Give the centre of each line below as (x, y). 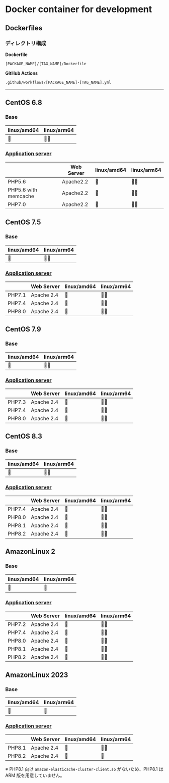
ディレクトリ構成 (26, 43)
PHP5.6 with (23, 189)
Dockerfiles (24, 28)
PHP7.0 (17, 204)
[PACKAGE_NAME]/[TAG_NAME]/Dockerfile (46, 64)
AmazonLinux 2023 (37, 675)
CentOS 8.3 (24, 436)
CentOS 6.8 (24, 103)
